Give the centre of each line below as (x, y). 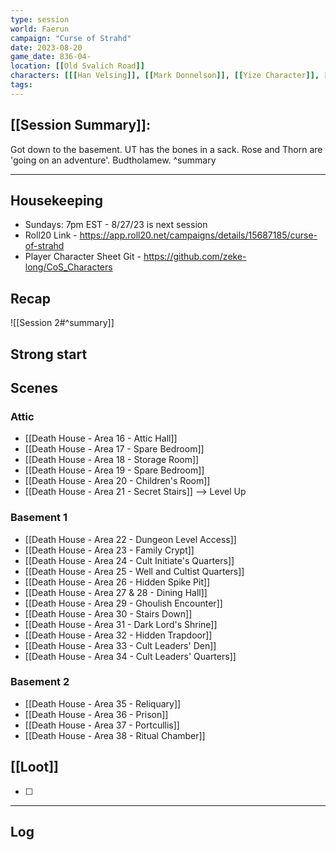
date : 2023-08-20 (46, 47)
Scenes (34, 387)
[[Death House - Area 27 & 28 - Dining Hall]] (116, 592)
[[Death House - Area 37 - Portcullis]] (102, 725)
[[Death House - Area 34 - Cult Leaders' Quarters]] (130, 656)
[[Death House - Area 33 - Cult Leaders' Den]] (120, 645)
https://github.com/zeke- (195, 257)
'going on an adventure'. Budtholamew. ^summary (113, 160)
